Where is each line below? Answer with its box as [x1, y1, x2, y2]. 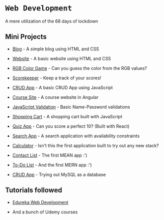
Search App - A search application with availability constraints [12, 133, 140, 139]
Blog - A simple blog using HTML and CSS [12, 46, 99, 52]
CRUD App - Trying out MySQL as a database [12, 171, 106, 178]
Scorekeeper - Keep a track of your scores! [12, 75, 101, 81]
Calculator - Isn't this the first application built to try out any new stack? [12, 142, 159, 148]
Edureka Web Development [12, 199, 69, 205]
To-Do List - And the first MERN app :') [12, 162, 92, 168]
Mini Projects [5, 32, 47, 41]
